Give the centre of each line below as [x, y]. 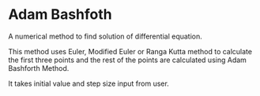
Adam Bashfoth [60, 15]
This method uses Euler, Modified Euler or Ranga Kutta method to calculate [130, 51]
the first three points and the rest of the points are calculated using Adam [128, 60]
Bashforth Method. [39, 68]
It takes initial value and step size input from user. [89, 83]
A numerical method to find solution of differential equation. [106, 36]
